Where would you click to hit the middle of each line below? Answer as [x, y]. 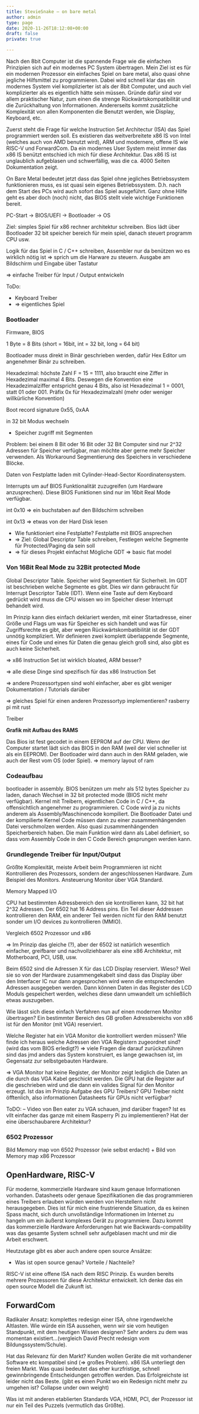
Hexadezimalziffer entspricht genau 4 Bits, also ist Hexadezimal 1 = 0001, [95, 386]
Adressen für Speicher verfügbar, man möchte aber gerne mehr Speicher [96, 450]
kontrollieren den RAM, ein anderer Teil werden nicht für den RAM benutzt [96, 916]
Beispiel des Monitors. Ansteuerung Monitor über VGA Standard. [85, 880]
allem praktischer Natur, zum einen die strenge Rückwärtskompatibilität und [99, 99]
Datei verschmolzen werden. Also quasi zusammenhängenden [82, 826]
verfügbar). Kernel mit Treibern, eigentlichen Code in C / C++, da [85, 801]
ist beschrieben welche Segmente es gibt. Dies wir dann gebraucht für [92, 587]
